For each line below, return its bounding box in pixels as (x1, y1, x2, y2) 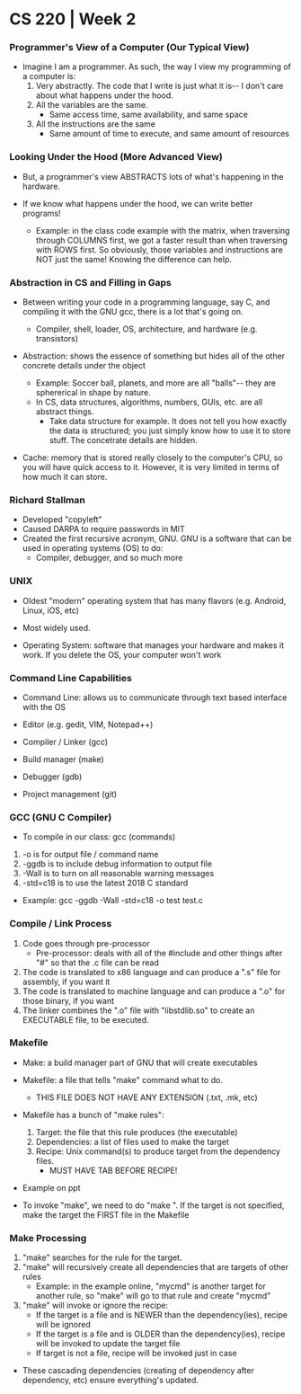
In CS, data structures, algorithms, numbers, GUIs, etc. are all (35, 396, 263, 408)
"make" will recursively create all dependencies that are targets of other (22, 1262, 289, 1273)
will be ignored (35, 1319, 92, 1330)
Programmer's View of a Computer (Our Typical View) (9, 41, 250, 54)
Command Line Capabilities (9, 671, 132, 684)
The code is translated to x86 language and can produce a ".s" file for (22, 966, 281, 977)
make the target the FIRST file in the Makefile (22, 1209, 190, 1220)
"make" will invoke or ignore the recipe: (22, 1300, 169, 1311)
